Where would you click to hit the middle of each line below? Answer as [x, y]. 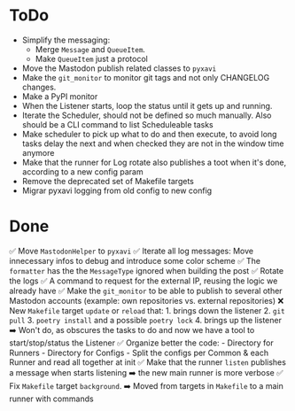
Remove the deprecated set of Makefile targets [108, 181]
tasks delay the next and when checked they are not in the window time [153, 143]
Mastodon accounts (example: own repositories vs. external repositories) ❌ [147, 300]
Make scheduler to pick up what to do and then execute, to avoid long [149, 134]
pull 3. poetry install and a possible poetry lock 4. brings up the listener [145, 320]
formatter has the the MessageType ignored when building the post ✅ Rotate [147, 270]
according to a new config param [82, 171]
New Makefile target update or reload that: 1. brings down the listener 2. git [147, 310]
